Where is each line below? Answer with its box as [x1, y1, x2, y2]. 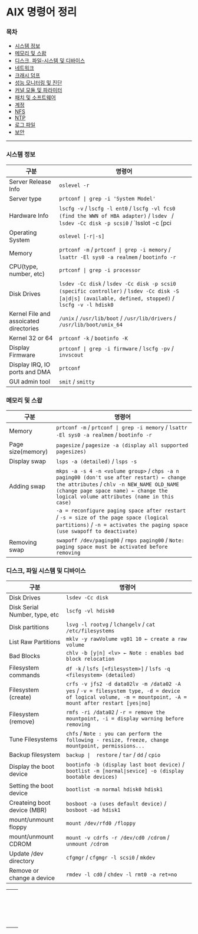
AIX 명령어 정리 [6, 5, 77, 19]
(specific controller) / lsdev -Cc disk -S [58, 287, 180, 295]
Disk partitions [9, 623, 49, 631]
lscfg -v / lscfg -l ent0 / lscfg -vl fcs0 [58, 204, 176, 212]
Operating [9, 228, 37, 237]
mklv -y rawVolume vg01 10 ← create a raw [65, 635, 187, 643]
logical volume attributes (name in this [55, 493, 174, 500]
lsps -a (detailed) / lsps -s [55, 457, 137, 466]
